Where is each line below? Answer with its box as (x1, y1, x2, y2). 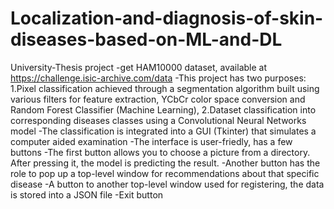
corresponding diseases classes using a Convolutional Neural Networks (10, 114, 307, 126)
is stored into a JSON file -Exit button (10, 188, 164, 201)
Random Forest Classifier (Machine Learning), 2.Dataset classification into (10, 103, 317, 116)
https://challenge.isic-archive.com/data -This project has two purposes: (10, 72, 307, 84)
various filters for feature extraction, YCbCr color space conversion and (10, 93, 306, 105)
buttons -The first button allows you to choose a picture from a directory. (10, 146, 311, 158)
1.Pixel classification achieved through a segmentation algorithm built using (10, 82, 320, 94)
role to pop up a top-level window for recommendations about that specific (10, 167, 320, 179)
